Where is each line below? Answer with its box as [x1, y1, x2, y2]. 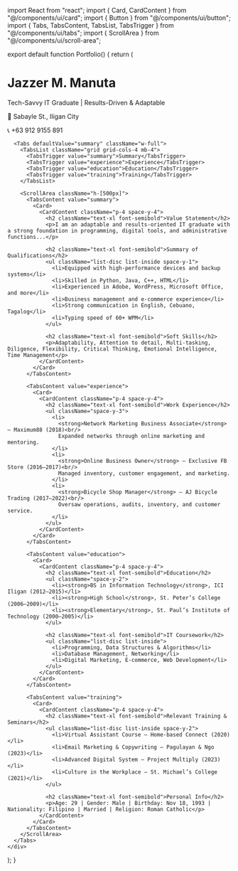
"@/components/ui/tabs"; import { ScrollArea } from [7, 28, 159, 37]
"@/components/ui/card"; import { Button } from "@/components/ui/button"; [7, 14, 231, 22]
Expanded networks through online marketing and [58, 432, 205, 439]
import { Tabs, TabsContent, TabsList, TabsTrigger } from [7, 21, 174, 29]
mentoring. [7, 439, 40, 446]
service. [7, 507, 33, 514]
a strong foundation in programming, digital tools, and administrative [7, 227, 227, 234]
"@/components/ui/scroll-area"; [7, 36, 102, 45]
